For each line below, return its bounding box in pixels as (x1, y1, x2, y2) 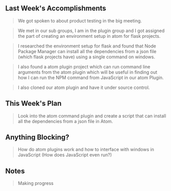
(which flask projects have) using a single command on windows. (17, 54, 156, 60)
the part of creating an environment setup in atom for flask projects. (17, 33, 161, 39)
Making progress (17, 180, 54, 186)
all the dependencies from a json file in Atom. (17, 118, 113, 124)
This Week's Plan (5, 99, 62, 108)
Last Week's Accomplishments (5, 4, 106, 13)
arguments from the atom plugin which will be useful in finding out (17, 69, 157, 75)
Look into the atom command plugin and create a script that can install (17, 112, 166, 119)
